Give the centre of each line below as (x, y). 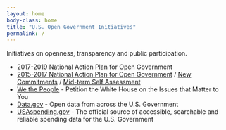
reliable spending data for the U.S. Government (85, 119)
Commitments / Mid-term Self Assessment (79, 82)
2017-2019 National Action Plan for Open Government (95, 67)
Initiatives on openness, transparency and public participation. (97, 53)
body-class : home (32, 20)
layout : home (26, 14)
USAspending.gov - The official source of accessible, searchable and (118, 112)
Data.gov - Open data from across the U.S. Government (98, 104)
